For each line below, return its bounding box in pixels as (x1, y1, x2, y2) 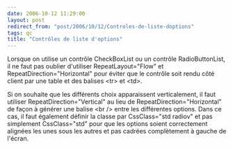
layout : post (7, 17, 45, 24)
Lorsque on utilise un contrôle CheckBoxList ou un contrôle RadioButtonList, (7, 55, 226, 63)
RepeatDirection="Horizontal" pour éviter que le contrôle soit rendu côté (7, 70, 215, 78)
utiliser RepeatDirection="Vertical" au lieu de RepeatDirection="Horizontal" (7, 98, 223, 106)
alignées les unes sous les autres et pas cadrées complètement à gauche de (7, 127, 227, 136)
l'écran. (7, 134, 29, 142)
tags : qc (7, 29, 33, 37)
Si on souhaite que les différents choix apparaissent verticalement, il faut (7, 91, 216, 99)
